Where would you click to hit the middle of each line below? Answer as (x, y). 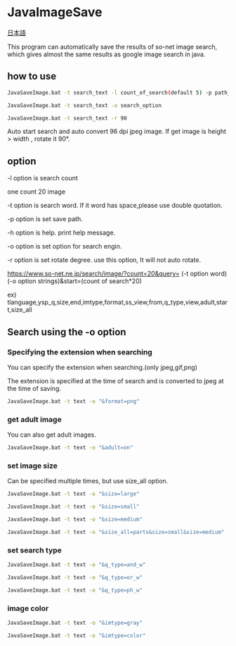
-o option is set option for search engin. (65, 247)
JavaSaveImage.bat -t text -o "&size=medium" (75, 519)
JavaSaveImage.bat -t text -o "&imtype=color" (77, 635)
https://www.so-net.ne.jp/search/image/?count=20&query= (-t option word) (117, 274)
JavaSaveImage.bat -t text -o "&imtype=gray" (75, 623)
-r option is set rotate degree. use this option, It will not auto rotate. (104, 260)
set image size (32, 466)
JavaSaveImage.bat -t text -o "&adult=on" (70, 448)
